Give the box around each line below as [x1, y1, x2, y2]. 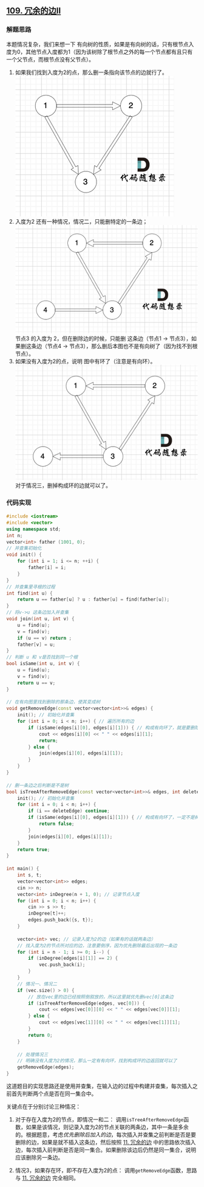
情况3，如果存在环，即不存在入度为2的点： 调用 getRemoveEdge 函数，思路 [15, 1167, 197, 1174]
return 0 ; [28, 1032, 53, 1038]
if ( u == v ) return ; [17, 635, 72, 641]
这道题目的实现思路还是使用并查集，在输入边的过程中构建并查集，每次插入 [6, 1083, 192, 1089]
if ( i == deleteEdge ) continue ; [28, 808, 110, 814]
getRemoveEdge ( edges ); [17, 1064, 75, 1070]
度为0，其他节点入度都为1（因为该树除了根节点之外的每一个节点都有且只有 [6, 48, 193, 55]
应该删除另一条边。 [15, 1154, 64, 1161]
